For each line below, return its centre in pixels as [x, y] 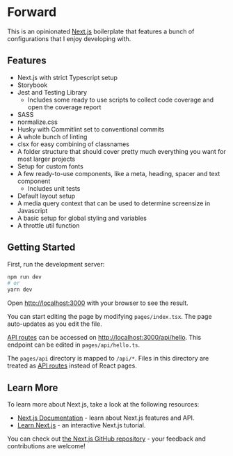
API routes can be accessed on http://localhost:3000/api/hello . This [104, 338]
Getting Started [41, 247]
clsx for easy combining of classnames [73, 144]
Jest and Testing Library [52, 92]
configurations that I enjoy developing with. [69, 38]
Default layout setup [46, 196]
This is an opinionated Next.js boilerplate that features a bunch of [101, 31]
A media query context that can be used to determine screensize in [114, 203]
